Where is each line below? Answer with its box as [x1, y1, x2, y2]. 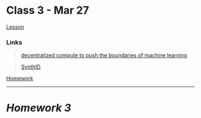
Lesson [6, 23, 25, 30]
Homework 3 [6, 101, 72, 115]
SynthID [20, 63, 41, 70]
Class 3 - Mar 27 [6, 4, 90, 17]
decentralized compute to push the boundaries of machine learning [20, 52, 187, 59]
